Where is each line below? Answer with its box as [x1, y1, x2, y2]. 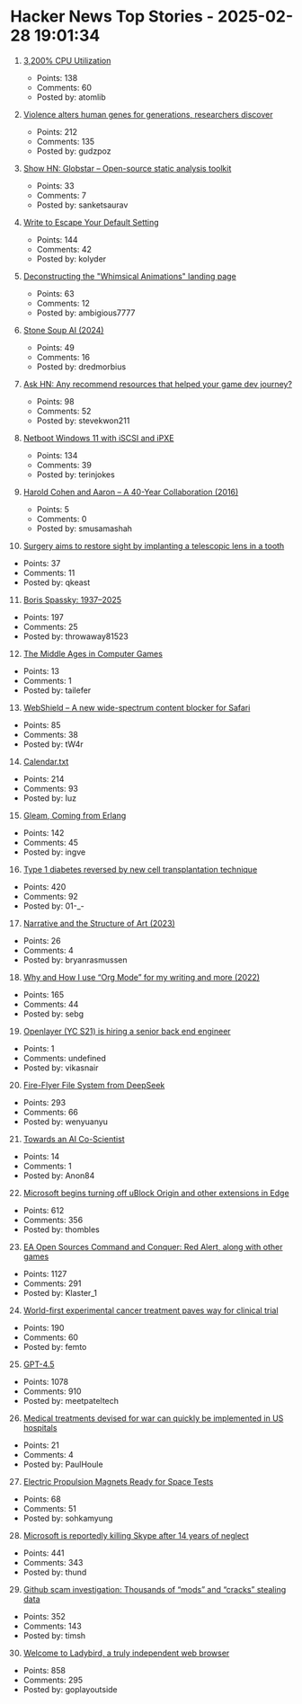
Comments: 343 [22, 1557, 84, 1567]
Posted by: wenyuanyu [22, 1116, 109, 1127]
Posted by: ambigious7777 [36, 307, 136, 318]
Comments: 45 [22, 837, 79, 848]
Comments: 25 [22, 621, 79, 632]
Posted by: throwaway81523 [22, 631, 129, 642]
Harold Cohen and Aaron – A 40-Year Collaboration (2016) [22, 486, 239, 497]
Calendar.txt [22, 756, 69, 767]
